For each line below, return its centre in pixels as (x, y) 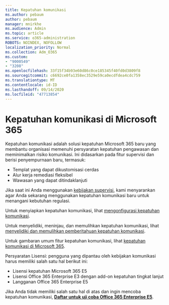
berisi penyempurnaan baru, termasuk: (46, 160)
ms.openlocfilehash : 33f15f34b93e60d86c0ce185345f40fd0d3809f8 (73, 71)
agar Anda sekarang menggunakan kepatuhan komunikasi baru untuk (77, 196)
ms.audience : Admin (26, 29)
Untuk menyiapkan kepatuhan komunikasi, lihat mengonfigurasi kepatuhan (82, 211)
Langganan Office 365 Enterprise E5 (50, 282)
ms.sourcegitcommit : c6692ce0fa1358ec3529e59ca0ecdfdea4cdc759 (73, 76)
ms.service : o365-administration (40, 38)
